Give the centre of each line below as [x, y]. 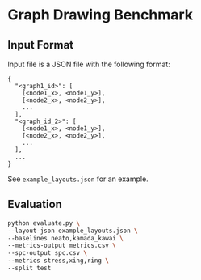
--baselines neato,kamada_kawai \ [66, 238]
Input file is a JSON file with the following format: [89, 64]
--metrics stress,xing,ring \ [59, 261]
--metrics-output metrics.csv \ [62, 246]
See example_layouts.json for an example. [78, 179]
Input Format [41, 45]
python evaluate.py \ [44, 223]
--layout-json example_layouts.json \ [73, 231]
